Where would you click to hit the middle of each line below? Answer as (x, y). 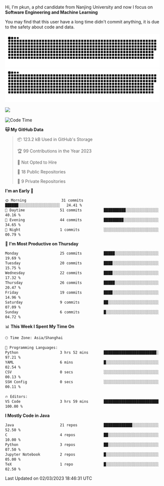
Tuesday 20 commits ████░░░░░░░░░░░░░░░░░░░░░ (82, 263)
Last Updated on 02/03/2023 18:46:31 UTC (48, 478)
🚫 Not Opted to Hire (37, 162)
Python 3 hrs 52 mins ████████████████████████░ (82, 352)
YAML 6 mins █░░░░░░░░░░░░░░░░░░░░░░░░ (82, 362)
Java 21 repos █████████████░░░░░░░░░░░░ (82, 425)
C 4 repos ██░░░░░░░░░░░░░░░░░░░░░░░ (82, 435)
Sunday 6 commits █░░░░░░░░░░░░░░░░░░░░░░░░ (82, 312)
